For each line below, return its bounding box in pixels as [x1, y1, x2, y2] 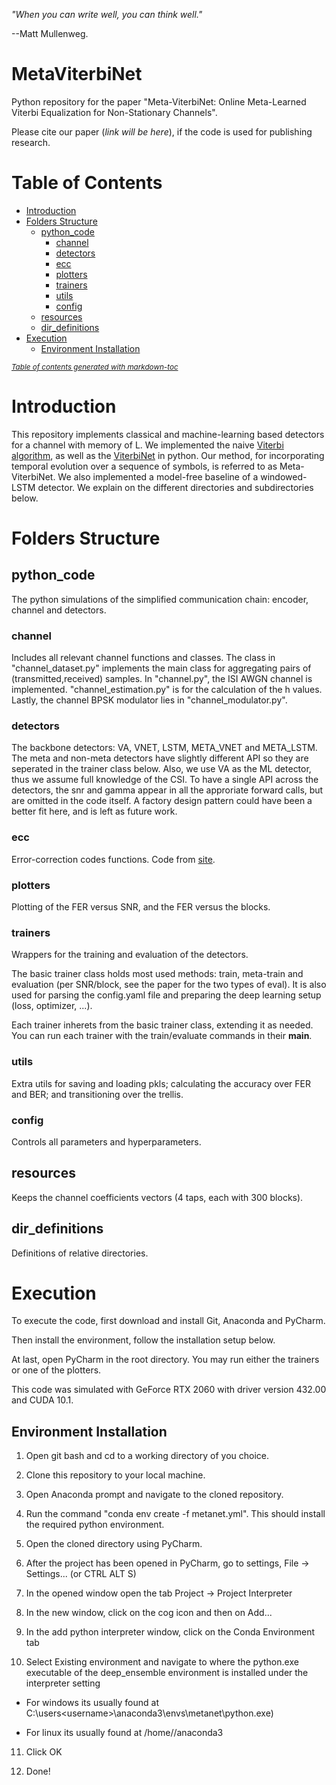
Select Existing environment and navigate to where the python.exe [25, 1656, 299, 1668]
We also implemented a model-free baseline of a [57, 470, 259, 483]
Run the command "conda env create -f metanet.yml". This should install [25, 1508, 326, 1520]
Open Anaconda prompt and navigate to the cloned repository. [25, 1489, 284, 1501]
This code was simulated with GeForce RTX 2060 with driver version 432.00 [11, 1384, 327, 1396]
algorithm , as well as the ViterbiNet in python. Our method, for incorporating [11, 449, 325, 461]
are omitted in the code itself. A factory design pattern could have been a [11, 795, 313, 807]
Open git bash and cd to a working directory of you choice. [25, 1450, 270, 1462]
